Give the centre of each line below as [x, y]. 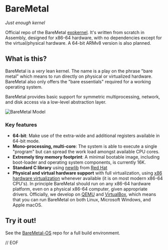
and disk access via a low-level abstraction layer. [56, 102]
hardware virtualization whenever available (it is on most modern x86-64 [88, 178]
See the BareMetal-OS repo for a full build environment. [63, 233]
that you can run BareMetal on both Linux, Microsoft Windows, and [82, 200]
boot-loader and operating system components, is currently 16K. [79, 162]
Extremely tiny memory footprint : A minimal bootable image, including [86, 157]
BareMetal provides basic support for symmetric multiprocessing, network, [83, 96]
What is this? [26, 59]
